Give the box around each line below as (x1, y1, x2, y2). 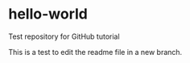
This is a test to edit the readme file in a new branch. (8, 47, 183, 57)
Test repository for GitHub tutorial (8, 31, 120, 41)
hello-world (8, 5, 89, 23)
